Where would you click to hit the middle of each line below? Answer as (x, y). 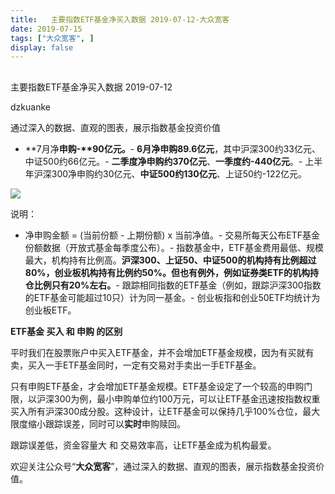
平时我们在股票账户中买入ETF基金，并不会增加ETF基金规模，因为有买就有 (162, 352)
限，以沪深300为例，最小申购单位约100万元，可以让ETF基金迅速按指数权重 (165, 398)
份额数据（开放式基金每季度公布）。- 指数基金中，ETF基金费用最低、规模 (174, 247)
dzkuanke (30, 107)
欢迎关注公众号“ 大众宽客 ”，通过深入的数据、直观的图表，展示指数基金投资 (163, 466)
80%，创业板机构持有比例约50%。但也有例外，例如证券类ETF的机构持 (172, 272)
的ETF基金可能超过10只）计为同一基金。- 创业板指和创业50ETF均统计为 (172, 297)
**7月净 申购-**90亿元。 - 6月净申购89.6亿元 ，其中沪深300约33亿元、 (172, 148)
